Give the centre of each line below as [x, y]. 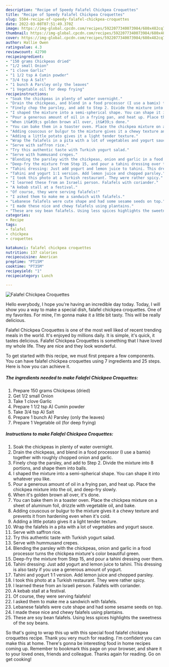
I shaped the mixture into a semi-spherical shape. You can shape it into [86, 473]
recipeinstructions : [27, 94]
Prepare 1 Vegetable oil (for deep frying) [54, 422]
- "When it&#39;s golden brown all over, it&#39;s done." [67, 122]
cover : [13, 38]
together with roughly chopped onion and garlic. [63, 457]
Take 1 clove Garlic [32, 401]
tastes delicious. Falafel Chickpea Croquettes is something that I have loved [84, 341]
